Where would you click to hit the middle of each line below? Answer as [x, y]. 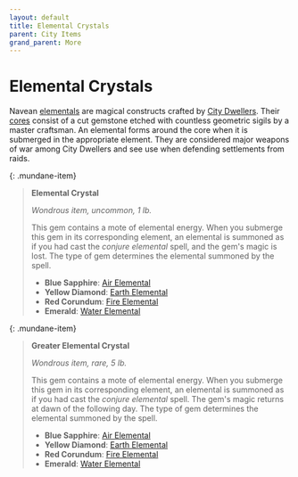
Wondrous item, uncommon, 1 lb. [91, 210]
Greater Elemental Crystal [80, 346]
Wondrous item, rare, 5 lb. [79, 363]
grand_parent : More [46, 42]
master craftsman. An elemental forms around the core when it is [128, 130]
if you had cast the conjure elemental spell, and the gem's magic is [154, 247]
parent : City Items [46, 34]
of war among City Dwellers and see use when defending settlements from [147, 149]
